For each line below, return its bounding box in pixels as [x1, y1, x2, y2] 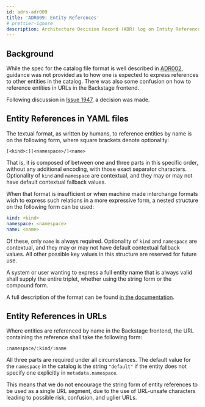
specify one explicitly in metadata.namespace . [6, 369, 118, 376]
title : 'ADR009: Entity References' [6, 15, 99, 21]
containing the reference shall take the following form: [6, 334, 142, 341]
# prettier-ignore [6, 20, 53, 26]
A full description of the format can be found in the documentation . [6, 294, 175, 301]
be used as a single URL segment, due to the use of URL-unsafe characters [6, 387, 196, 395]
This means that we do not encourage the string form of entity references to [6, 381, 198, 388]
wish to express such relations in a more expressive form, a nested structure [6, 196, 199, 204]
